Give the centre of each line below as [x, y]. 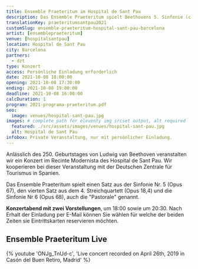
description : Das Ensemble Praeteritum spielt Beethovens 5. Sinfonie [95, 17]
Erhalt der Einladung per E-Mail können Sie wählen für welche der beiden [95, 214]
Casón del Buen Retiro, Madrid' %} [48, 260]
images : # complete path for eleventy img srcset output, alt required [96, 121]
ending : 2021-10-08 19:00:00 [42, 88]
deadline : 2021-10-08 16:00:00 [44, 94]
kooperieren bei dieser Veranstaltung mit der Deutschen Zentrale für [89, 167]
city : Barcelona [26, 50]
